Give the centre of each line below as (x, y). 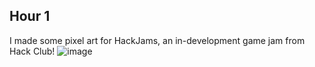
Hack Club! (32, 51)
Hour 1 (30, 16)
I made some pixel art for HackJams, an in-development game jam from (157, 40)
